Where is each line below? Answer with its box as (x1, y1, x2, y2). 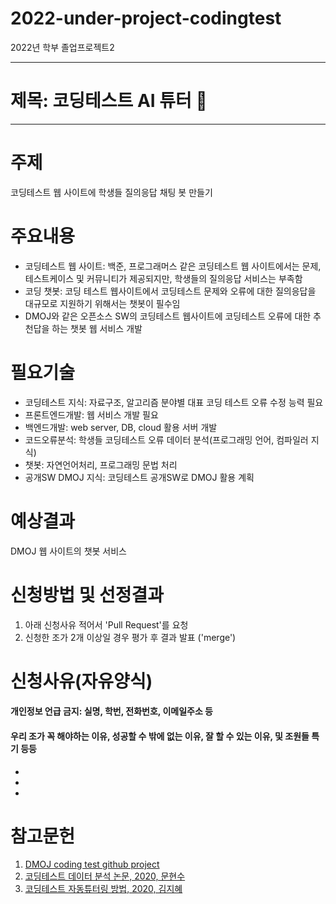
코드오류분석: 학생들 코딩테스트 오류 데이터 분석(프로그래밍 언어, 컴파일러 (24, 433, 309, 446)
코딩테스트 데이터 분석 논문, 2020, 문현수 (24, 870, 186, 882)
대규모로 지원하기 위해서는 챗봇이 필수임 (24, 297, 181, 309)
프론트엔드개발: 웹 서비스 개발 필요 (24, 408, 159, 421)
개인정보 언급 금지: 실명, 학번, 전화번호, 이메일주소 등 (10, 705, 213, 717)
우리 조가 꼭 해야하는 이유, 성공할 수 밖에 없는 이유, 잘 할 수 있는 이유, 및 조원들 (10, 730, 310, 742)
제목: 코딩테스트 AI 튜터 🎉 (10, 90, 208, 112)
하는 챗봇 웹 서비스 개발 (51, 322, 143, 334)
